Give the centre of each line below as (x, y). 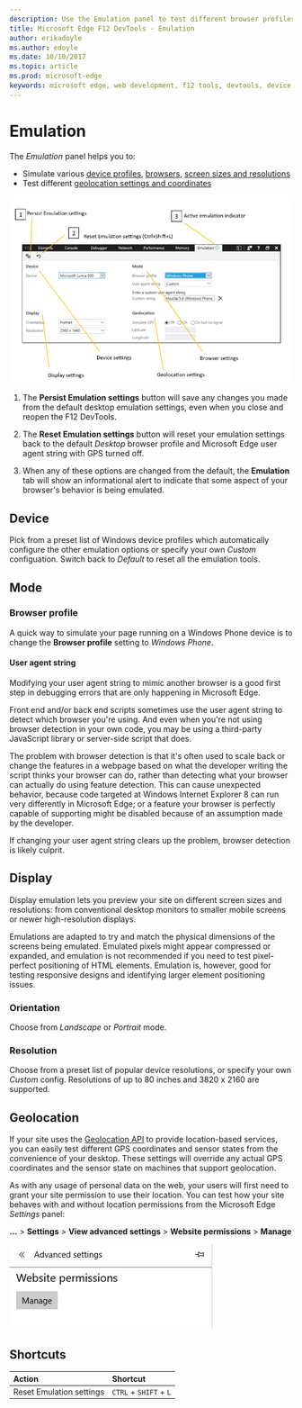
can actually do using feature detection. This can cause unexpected (135, 785)
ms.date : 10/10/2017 (48, 57)
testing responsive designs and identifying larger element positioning (137, 975)
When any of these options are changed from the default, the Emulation (156, 471)
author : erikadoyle (46, 38)
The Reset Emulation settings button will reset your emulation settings (153, 434)
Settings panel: (37, 1214)
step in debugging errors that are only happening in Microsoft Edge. (135, 692)
